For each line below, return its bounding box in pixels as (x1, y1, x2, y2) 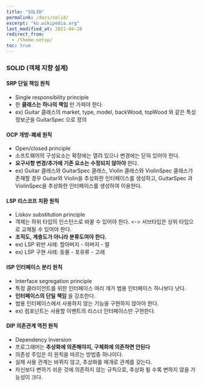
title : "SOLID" (6, 8, 45, 15)
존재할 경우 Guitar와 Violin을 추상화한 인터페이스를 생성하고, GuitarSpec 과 (15, 175, 193, 182)
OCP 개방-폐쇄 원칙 (6, 131, 53, 138)
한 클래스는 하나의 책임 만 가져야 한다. (15, 101, 104, 108)
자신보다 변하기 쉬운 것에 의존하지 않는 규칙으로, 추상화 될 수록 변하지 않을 (15, 365, 189, 373)
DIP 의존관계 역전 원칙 (6, 322, 59, 330)
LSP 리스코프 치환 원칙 (6, 197, 59, 204)
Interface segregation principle (15, 277, 93, 284)
